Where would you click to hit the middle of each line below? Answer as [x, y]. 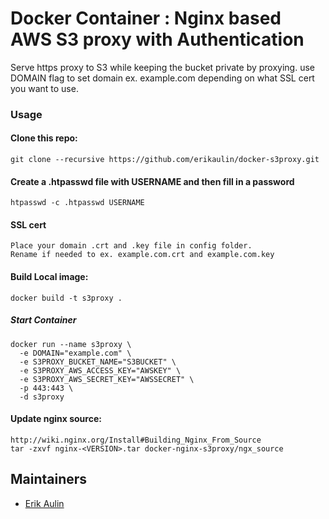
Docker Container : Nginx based [146, 18]
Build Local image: [49, 277]
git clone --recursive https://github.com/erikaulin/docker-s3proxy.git [165, 160]
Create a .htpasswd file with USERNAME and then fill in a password [152, 181]
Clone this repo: [44, 138]
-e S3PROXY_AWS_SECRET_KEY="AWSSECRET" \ [107, 379]
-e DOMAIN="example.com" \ [75, 353]
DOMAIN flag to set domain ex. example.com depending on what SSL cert [162, 78]
